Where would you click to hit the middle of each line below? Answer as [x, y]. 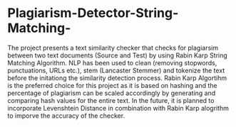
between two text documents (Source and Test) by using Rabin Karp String [118, 55]
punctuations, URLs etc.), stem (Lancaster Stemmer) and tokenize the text [116, 70]
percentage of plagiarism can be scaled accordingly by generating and [112, 93]
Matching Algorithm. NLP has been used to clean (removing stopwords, [112, 62]
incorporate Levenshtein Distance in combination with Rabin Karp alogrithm [118, 108]
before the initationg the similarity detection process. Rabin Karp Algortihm [117, 78]
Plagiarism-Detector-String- [93, 13]
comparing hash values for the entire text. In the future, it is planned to [111, 100]
